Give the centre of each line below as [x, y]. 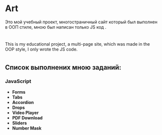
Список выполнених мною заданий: [63, 68]
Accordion [23, 102]
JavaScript [18, 82]
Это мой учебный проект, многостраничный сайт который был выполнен [81, 22]
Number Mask [27, 128]
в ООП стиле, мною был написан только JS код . [56, 27]
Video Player [25, 113]
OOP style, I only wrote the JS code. [41, 50]
